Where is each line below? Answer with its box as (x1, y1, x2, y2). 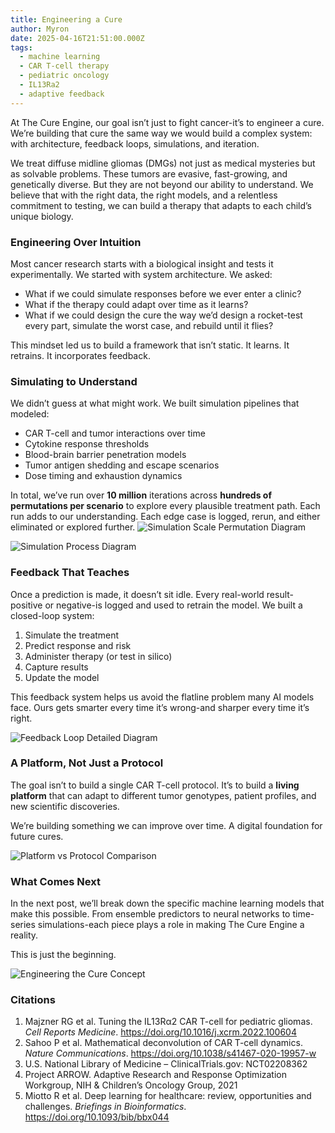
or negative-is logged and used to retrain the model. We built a (44, 599, 303, 611)
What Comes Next (10, 874, 101, 888)
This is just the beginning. (10, 949, 117, 961)
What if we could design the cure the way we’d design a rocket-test (24, 309, 303, 321)
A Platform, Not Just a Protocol (10, 756, 164, 770)
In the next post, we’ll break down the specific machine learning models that (10, 897, 325, 910)
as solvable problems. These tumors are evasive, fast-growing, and (10, 167, 288, 180)
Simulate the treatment (24, 629, 120, 641)
